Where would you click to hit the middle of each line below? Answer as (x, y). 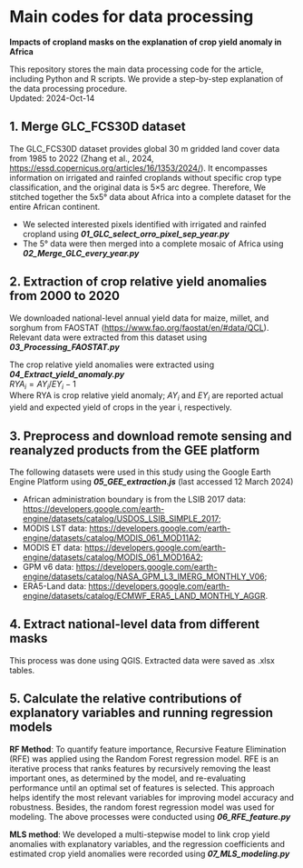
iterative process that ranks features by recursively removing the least (140, 768)
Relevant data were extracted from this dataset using (108, 337)
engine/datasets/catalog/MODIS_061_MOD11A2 (111, 537)
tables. (22, 670)
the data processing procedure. (68, 88)
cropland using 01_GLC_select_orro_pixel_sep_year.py (126, 234)
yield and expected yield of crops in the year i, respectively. (121, 407)
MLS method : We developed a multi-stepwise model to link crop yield (140, 834)
